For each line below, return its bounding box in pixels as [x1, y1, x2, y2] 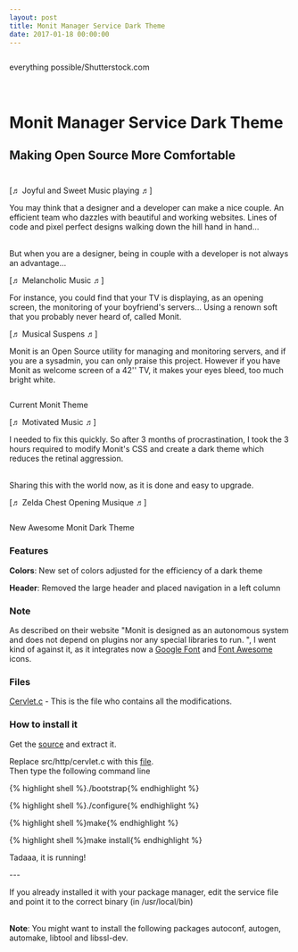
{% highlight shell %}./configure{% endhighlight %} [9, 800, 200, 811]
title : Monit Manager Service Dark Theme [9, 21, 166, 30]
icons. [9, 653, 32, 664]
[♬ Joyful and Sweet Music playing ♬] [9, 185, 153, 196]
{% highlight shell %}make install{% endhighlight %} [9, 834, 203, 845]
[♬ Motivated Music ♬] [9, 417, 96, 428]
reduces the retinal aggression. [9, 453, 124, 464]
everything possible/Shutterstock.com [9, 62, 150, 72]
